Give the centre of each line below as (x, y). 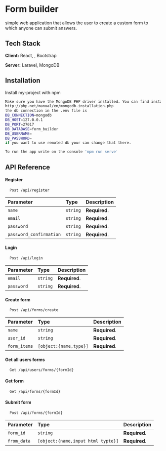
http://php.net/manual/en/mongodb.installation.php (59, 106)
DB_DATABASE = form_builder (32, 129)
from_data (19, 441)
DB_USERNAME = (19, 134)
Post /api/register (30, 190)
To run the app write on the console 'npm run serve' (62, 152)
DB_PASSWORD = (19, 138)
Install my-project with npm (33, 92)
